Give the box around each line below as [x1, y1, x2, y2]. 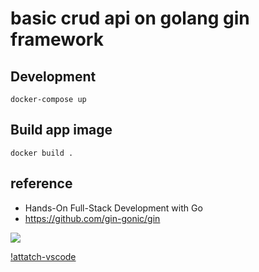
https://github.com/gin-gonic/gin [24, 212, 161, 224]
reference [10, 175, 73, 192]
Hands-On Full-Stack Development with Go [24, 202, 203, 214]
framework [10, 28, 104, 51]
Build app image [10, 122, 113, 139]
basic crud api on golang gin [10, 7, 250, 30]
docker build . [10, 148, 74, 158]
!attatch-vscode [10, 250, 77, 262]
